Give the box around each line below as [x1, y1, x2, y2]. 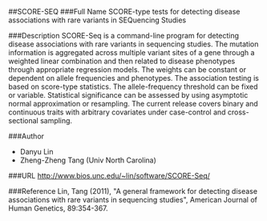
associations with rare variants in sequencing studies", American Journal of [8, 195, 258, 204]
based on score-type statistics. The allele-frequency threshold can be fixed [8, 82, 258, 91]
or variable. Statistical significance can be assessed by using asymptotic [8, 90, 249, 99]
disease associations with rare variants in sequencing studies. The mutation [8, 39, 259, 49]
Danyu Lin [19, 147, 54, 156]
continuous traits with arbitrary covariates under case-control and [8, 107, 226, 117]
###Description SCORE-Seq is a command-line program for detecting [8, 31, 239, 40]
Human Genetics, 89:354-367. [8, 203, 108, 213]
